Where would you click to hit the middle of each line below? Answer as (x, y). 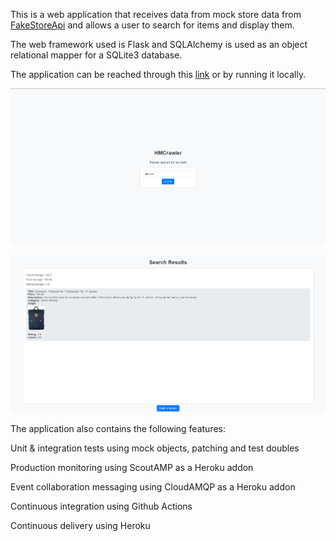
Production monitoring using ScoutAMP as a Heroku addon (132, 468)
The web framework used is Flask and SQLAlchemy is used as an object (159, 44)
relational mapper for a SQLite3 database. (96, 55)
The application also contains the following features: (118, 429)
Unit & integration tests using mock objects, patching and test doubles (155, 448)
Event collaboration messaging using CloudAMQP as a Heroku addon (153, 487)
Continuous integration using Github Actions (101, 506)
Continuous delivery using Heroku (80, 526)
